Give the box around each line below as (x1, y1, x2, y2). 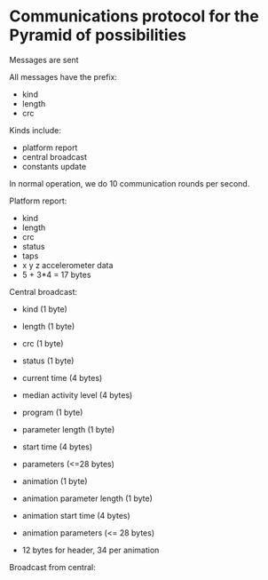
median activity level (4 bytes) (21, 389, 133, 401)
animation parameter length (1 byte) (21, 493, 153, 504)
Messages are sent (9, 54, 79, 65)
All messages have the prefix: (9, 71, 118, 82)
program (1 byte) (21, 407, 83, 417)
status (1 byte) (21, 355, 75, 366)
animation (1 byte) (21, 475, 88, 486)
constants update (21, 161, 87, 171)
